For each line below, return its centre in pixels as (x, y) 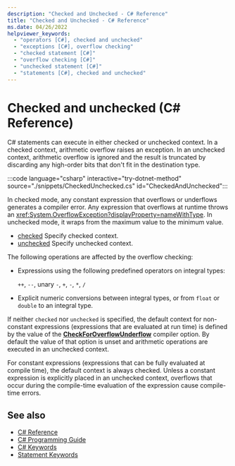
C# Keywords (37, 447)
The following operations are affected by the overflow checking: (100, 257)
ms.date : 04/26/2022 (38, 27)
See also (26, 415)
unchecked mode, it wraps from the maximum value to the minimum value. (115, 222)
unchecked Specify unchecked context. (75, 244)
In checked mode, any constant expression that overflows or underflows (112, 200)
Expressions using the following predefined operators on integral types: (121, 271)
